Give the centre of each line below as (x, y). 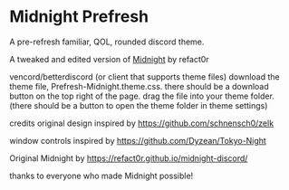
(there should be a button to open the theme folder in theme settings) (139, 105)
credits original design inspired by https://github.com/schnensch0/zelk (142, 123)
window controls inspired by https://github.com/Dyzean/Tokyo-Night (138, 140)
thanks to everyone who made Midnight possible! (101, 176)
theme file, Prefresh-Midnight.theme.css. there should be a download (139, 86)
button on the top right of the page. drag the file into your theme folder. (142, 96)
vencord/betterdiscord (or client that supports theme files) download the (145, 76)
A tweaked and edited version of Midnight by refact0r (110, 59)
